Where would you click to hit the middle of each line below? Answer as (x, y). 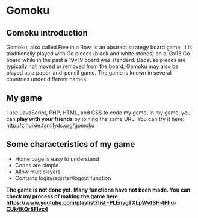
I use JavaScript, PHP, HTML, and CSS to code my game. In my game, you (98, 113)
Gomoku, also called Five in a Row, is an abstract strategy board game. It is (99, 47)
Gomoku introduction (47, 33)
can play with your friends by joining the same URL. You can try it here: (95, 119)
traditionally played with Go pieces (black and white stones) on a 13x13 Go (98, 54)
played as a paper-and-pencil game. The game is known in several (89, 73)
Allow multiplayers (38, 172)
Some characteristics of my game (71, 144)
